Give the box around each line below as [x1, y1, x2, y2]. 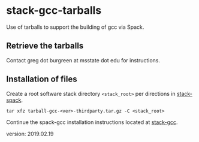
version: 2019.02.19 [6, 130, 54, 137]
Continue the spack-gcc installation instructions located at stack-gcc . [6, 118, 178, 126]
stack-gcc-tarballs [6, 4, 102, 17]
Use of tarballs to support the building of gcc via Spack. [6, 23, 144, 31]
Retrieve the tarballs [6, 41, 84, 51]
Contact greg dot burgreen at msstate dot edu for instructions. [6, 56, 161, 64]
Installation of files [6, 74, 77, 84]
